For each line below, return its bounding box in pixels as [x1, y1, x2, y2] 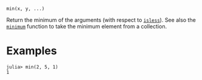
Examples [6, 44, 57, 58]
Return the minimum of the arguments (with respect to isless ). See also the [6, 16, 196, 24]
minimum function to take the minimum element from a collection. [6, 23, 167, 30]
